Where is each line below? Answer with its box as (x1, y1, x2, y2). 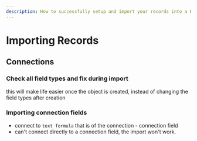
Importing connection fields (6, 109, 87, 117)
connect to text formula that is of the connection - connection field (14, 122, 178, 129)
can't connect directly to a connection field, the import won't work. (14, 128, 176, 135)
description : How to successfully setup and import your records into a (6, 8, 188, 15)
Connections (6, 57, 55, 67)
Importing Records (6, 33, 99, 47)
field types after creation (6, 94, 66, 101)
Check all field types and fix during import (6, 74, 129, 82)
